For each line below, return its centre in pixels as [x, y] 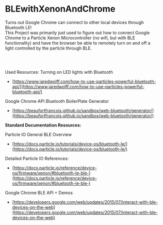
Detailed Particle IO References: [37, 158]
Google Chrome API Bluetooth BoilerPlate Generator [57, 101]
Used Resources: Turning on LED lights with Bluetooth [59, 72]
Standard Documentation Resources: [43, 125]
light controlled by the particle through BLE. [49, 48]
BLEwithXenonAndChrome [60, 9]
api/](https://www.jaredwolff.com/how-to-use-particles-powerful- [78, 86]
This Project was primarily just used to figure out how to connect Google [77, 32]
